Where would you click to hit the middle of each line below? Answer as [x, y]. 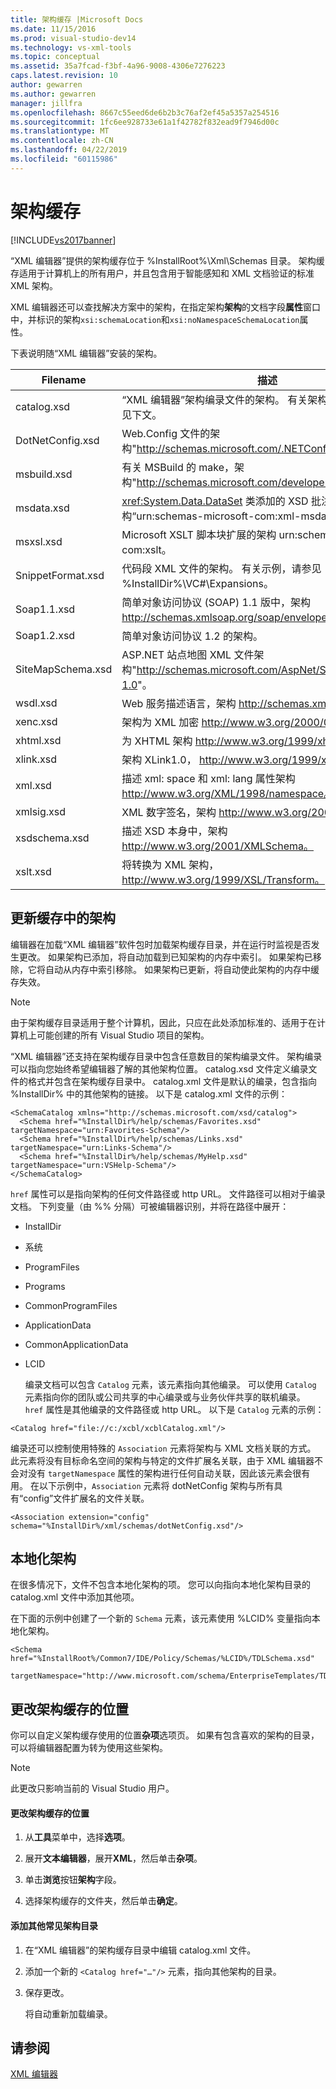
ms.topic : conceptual [55, 57]
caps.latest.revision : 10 [64, 76]
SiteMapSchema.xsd [64, 669]
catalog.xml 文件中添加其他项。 [75, 1597]
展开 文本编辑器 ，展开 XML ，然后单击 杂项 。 [113, 1858]
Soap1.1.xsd [45, 609]
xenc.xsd [36, 721]
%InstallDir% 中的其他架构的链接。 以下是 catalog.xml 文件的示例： [149, 1093]
